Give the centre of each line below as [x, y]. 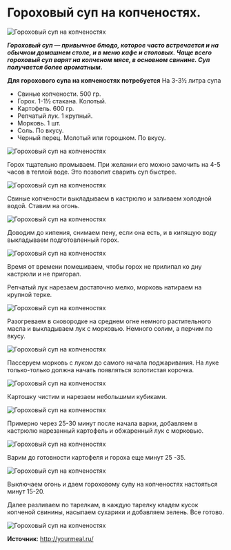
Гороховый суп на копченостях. [104, 13]
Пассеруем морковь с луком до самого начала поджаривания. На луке [113, 363]
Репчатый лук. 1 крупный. [55, 116]
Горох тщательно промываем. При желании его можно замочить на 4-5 [114, 164]
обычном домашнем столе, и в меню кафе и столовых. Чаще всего [110, 52]
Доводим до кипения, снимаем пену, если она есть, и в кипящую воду [112, 232]
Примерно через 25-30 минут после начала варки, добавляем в [102, 423]
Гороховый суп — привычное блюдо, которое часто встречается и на [113, 45]
